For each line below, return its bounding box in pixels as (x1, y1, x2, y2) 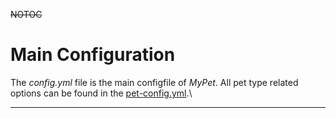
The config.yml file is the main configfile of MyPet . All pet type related (10, 76, 299, 88)
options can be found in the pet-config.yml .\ (10, 87, 193, 99)
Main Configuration (10, 44, 176, 66)
